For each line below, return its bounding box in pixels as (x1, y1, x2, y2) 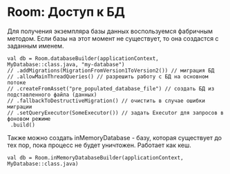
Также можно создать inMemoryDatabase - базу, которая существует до (7, 133, 222, 142)
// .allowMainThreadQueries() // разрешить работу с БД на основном (7, 73, 209, 80)
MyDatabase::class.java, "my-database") (7, 61, 126, 68)
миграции (7, 103, 32, 110)
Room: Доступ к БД (7, 4, 126, 20)
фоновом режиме (7, 115, 51, 122)
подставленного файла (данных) (7, 91, 97, 98)
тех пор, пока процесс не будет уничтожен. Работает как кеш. (7, 141, 191, 149)
